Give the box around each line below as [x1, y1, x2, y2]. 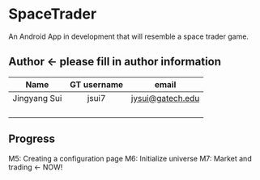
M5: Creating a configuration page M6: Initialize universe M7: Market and [8, 153, 253, 163]
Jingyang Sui [12, 92, 62, 103]
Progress [8, 132, 55, 146]
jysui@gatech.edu [130, 92, 200, 103]
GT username [70, 78, 124, 90]
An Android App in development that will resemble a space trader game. [8, 31, 249, 41]
